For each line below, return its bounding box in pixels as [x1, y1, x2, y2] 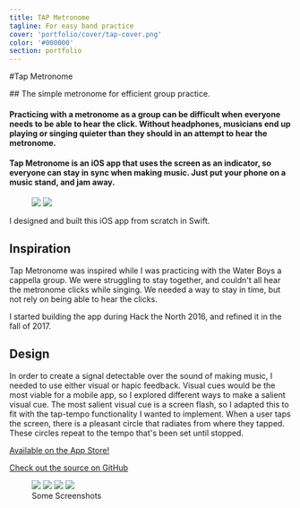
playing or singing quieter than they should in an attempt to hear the [9, 127, 268, 139]
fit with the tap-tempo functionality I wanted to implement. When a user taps [9, 409, 291, 419]
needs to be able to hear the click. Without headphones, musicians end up [9, 118, 291, 129]
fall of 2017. [9, 320, 52, 331]
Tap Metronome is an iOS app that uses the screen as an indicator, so [9, 158, 271, 168]
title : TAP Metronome [9, 13, 90, 22]
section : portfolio [9, 47, 82, 56]
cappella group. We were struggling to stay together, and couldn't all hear [9, 274, 281, 285]
